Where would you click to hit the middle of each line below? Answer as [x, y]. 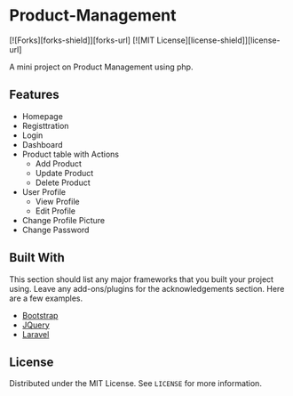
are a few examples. [46, 298]
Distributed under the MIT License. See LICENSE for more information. [135, 384]
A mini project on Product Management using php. [101, 67]
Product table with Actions [71, 154]
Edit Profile [55, 211]
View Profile [57, 201]
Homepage [43, 116]
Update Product [64, 173]
